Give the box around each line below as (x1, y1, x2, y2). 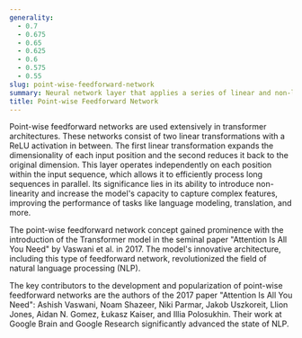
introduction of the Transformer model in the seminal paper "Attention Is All (9, 235, 288, 245)
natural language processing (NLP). (9, 262, 141, 274)
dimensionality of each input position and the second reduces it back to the (9, 150, 289, 161)
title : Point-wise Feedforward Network (9, 96, 159, 106)
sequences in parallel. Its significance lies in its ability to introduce (9, 179, 254, 190)
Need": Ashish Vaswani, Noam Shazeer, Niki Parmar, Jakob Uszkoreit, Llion (9, 299, 289, 310)
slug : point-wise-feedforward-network (9, 80, 155, 89)
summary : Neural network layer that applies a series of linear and (9, 88, 271, 97)
